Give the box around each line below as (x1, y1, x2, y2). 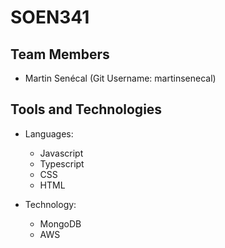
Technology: (24, 198, 77, 210)
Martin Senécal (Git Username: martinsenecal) (24, 72, 217, 84)
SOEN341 (10, 6, 90, 29)
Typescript (39, 157, 85, 170)
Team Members (10, 46, 110, 63)
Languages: (24, 127, 74, 140)
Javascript (39, 147, 84, 159)
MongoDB (39, 217, 82, 230)
